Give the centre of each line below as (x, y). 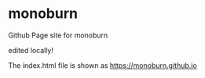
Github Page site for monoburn (58, 35)
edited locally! (31, 50)
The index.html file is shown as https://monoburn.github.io (103, 65)
